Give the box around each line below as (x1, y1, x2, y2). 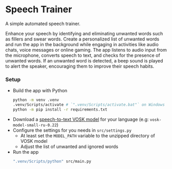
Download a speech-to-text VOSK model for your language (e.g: (12, 116, 149, 122)
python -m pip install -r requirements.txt (12, 107, 108, 112)
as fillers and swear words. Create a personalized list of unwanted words (5, 36, 160, 42)
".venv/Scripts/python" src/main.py (12, 159, 91, 164)
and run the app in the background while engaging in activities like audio (5, 41, 159, 47)
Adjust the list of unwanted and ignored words (20, 143, 119, 150)
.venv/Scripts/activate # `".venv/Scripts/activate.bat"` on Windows (12, 102, 165, 108)
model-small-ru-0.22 (12, 122, 57, 128)
